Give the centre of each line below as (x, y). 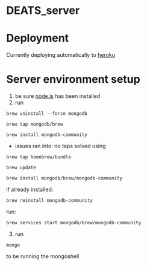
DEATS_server (43, 11)
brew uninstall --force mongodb (47, 114)
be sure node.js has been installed (58, 96)
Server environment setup (73, 79)
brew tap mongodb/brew (35, 125)
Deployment (38, 38)
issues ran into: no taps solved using (60, 146)
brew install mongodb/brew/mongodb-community (64, 178)
